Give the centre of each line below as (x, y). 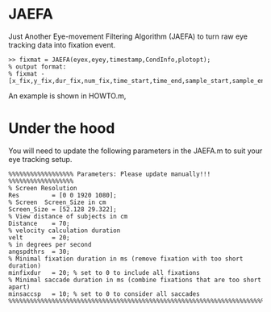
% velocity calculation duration (65, 231)
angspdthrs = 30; (39, 252)
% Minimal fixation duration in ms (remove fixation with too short (126, 259)
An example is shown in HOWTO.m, (67, 96)
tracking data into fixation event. (62, 44)
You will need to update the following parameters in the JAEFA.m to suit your (135, 151)
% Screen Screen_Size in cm (57, 202)
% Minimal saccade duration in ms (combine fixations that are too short (135, 280)
